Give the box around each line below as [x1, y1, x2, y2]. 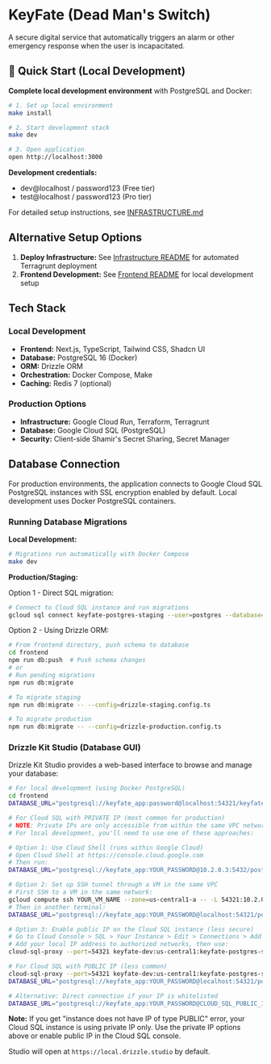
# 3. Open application [8, 145, 85, 154]
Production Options [8, 398, 87, 409]
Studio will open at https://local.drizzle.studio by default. [8, 1047, 211, 1057]
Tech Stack [8, 301, 66, 316]
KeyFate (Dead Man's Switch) [8, 6, 211, 24]
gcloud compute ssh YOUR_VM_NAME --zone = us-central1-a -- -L [8, 895, 219, 903]
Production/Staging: [8, 572, 78, 582]
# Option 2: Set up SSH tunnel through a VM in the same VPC [8, 881, 219, 889]
